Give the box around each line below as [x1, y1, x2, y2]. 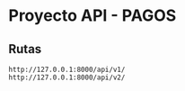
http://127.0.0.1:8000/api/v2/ [8, 73, 126, 82]
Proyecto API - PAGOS [8, 5, 177, 26]
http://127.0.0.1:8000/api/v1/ [8, 65, 126, 74]
